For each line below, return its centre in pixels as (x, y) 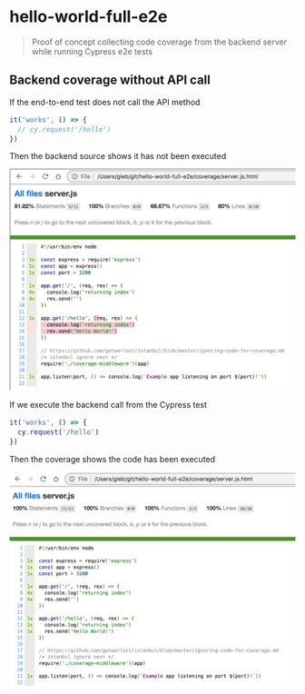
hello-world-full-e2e (89, 17)
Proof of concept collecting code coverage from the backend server (159, 42)
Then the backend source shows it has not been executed (118, 156)
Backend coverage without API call (110, 80)
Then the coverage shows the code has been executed (113, 459)
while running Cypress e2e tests (92, 51)
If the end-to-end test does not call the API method (105, 102)
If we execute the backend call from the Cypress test (108, 405)
